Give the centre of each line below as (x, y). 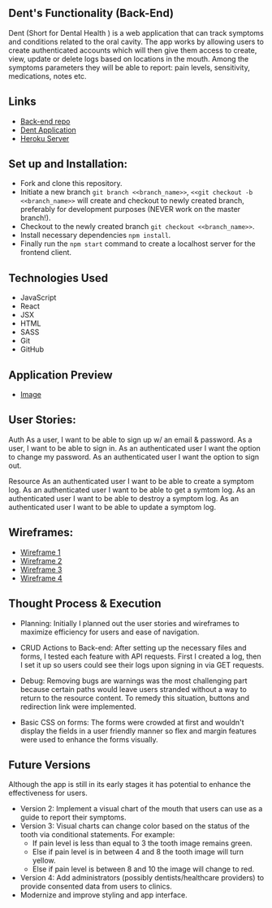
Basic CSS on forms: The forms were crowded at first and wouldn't (132, 722)
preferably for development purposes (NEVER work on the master (130, 210)
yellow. (44, 861)
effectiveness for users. (48, 793)
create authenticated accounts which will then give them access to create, (133, 50)
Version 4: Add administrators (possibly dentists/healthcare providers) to (142, 878)
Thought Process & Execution (85, 604)
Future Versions (50, 765)
